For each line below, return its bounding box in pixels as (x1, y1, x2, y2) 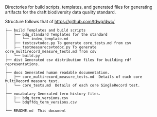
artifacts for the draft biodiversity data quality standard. (5, 9, 116, 15)
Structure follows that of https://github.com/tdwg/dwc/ (5, 19, 115, 24)
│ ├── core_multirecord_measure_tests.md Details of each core (5, 74, 142, 79)
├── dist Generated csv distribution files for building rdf (5, 58, 132, 62)
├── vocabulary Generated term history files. (5, 91, 101, 96)
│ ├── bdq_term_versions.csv (5, 96, 69, 101)
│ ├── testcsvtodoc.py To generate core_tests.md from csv (5, 41, 132, 45)
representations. (5, 62, 40, 67)
